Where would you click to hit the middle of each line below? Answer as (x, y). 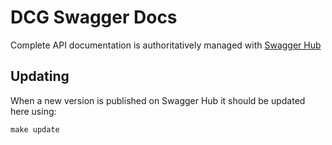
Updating (40, 76)
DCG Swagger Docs (94, 17)
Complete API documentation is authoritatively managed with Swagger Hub (166, 45)
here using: (33, 111)
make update (35, 129)
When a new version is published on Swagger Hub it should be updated (158, 100)
